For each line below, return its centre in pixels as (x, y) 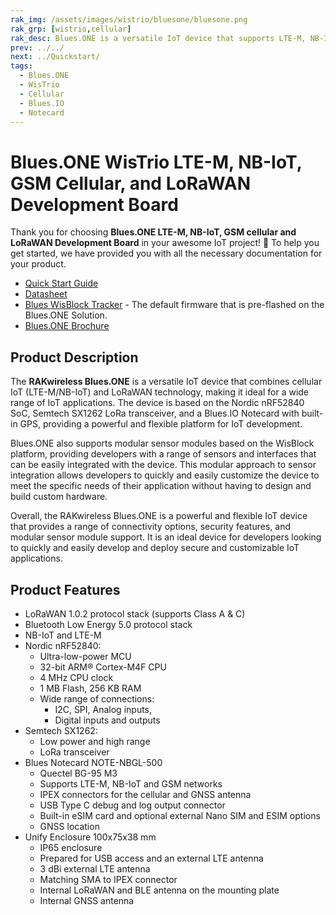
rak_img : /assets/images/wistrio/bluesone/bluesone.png (129, 19)
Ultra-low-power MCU (85, 656)
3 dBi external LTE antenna (95, 868)
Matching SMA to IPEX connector (108, 879)
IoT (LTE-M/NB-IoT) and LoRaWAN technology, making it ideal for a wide (160, 392)
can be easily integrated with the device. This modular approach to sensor (163, 465)
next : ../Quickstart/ (55, 57)
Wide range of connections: (97, 698)
